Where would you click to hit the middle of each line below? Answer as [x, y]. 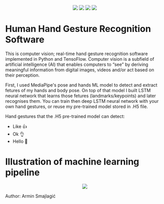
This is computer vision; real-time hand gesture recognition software [76, 54]
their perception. [22, 75]
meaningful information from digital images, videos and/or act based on [80, 70]
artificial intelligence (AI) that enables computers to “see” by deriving [77, 64]
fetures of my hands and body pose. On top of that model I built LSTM [78, 90]
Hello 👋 [20, 141]
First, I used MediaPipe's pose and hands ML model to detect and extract [81, 85]
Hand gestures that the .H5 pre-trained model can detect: [65, 116]
